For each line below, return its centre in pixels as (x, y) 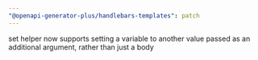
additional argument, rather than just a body (81, 47)
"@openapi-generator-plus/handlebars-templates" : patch (104, 16)
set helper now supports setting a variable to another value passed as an (129, 38)
